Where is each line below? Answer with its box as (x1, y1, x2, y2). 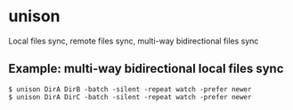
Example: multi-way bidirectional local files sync (8, 61, 284, 76)
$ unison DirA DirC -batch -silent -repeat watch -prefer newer (8, 92, 252, 101)
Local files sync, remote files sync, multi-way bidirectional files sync (8, 35, 259, 46)
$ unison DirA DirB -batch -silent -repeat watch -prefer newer (8, 84, 252, 94)
